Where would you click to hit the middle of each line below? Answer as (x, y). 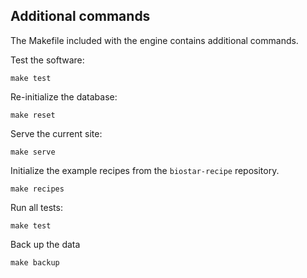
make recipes (37, 189)
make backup (35, 262)
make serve (33, 152)
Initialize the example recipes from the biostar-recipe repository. (145, 170)
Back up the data (45, 244)
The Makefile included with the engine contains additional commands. (154, 40)
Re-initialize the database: (64, 96)
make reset (33, 115)
